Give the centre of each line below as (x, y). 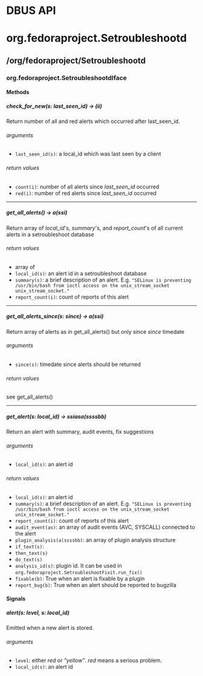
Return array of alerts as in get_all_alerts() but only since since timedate (95, 331)
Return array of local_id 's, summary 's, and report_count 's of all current (95, 228)
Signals (16, 599)
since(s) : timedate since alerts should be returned (78, 364)
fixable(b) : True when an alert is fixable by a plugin (80, 578)
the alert (25, 533)
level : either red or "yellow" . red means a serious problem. (88, 660)
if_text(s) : (29, 546)
